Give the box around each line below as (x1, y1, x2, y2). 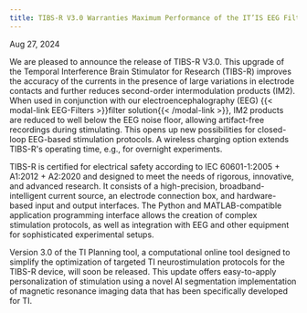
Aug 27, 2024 (9, 38, 60, 49)
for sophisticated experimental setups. (9, 229, 154, 240)
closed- (257, 124, 287, 135)
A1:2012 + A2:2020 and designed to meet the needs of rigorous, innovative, (9, 171, 294, 182)
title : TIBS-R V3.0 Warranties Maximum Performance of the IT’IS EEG (9, 13, 281, 23)
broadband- (218, 180, 265, 192)
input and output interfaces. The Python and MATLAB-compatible (35, 200, 282, 211)
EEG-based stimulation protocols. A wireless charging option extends (27, 133, 290, 144)
